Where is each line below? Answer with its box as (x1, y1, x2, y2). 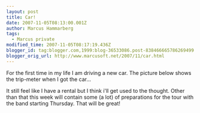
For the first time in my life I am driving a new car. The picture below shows (6, 69, 192, 76)
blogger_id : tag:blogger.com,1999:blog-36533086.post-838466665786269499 (6, 48, 195, 54)
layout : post (6, 8, 39, 15)
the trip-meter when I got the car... (6, 76, 92, 83)
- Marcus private (11, 36, 55, 42)
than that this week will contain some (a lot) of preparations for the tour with (6, 93, 194, 101)
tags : (6, 31, 20, 37)
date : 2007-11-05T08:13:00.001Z (6, 20, 87, 26)
